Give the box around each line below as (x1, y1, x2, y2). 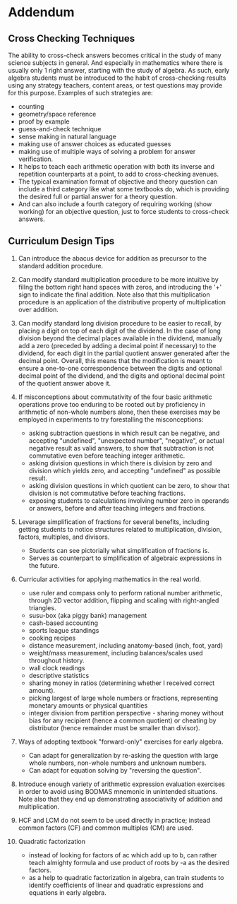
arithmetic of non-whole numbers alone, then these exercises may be (18, 408, 221, 416)
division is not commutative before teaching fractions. (28, 489, 186, 497)
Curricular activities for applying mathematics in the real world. (18, 575, 202, 583)
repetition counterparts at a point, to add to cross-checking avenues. (18, 170, 219, 178)
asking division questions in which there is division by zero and (28, 458, 212, 467)
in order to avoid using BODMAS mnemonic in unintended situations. (18, 787, 218, 795)
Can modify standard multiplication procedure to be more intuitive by (18, 275, 219, 283)
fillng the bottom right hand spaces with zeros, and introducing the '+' (18, 282, 222, 291)
